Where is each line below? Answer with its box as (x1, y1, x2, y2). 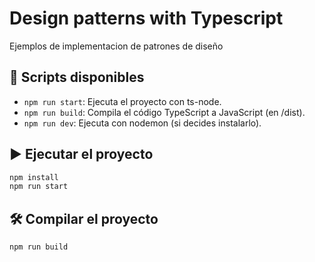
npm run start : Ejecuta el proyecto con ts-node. (23, 95, 222, 107)
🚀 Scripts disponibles (9, 69, 145, 86)
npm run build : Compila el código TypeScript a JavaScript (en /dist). (23, 106, 306, 118)
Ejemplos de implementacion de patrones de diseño (9, 40, 224, 52)
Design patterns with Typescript (9, 7, 284, 30)
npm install (9, 172, 59, 182)
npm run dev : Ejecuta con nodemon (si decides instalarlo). (23, 117, 262, 129)
